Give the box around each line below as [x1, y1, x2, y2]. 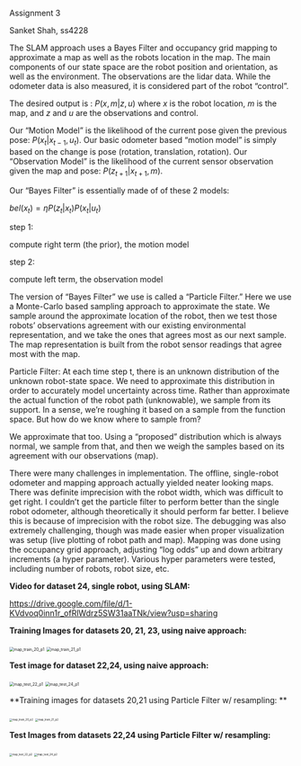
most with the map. [9, 349, 81, 360]
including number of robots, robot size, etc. [9, 564, 170, 574]
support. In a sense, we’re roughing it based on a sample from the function [9, 405, 286, 415]
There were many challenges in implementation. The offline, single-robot [9, 468, 279, 479]
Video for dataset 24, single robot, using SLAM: [9, 581, 190, 592]
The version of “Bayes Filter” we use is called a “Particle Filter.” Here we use [9, 291, 292, 302]
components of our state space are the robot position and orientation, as [9, 62, 279, 72]
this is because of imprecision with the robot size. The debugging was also [9, 516, 287, 527]
